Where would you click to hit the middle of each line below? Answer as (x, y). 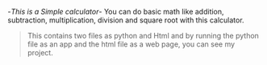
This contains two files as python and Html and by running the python (143, 36)
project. (40, 53)
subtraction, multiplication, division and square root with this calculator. (126, 20)
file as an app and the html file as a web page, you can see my (131, 44)
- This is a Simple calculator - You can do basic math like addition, (116, 12)
